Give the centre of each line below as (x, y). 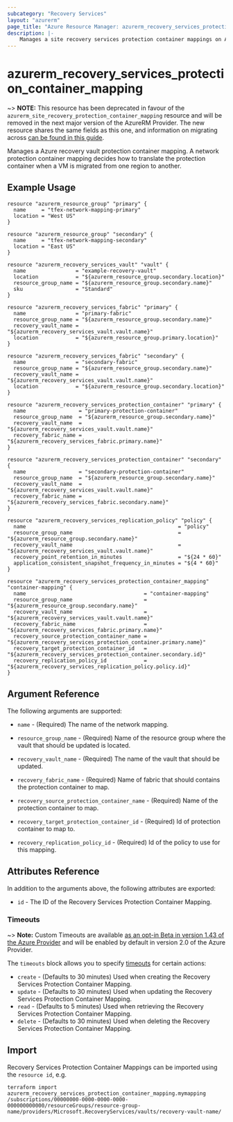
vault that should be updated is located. (74, 745)
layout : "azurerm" (34, 20)
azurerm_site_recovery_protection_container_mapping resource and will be (115, 116)
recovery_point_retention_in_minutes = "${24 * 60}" (118, 557)
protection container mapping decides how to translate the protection (106, 159)
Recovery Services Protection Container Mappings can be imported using (112, 1067)
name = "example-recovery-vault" (85, 271)
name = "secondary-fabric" (76, 362)
